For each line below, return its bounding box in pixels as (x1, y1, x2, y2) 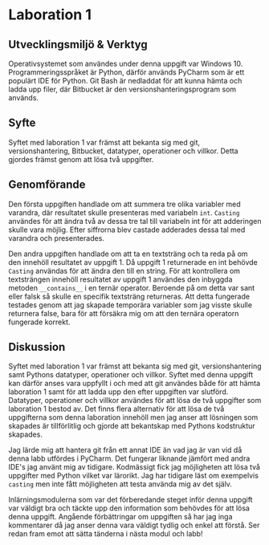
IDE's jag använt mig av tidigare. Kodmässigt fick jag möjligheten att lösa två (8, 462, 261, 472)
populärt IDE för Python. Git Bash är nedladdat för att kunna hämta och (8, 76, 243, 85)
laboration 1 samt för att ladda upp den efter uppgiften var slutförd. (8, 387, 229, 397)
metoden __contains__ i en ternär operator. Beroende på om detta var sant (8, 283, 255, 292)
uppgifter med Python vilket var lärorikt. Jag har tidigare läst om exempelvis (8, 471, 259, 481)
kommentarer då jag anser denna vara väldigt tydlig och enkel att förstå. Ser (8, 520, 260, 531)
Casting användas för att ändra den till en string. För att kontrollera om (8, 266, 241, 275)
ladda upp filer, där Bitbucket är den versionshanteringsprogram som (8, 84, 237, 94)
